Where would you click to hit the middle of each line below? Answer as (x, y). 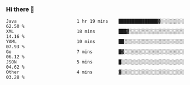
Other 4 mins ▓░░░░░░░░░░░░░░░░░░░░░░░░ (95, 72)
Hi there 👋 (20, 9)
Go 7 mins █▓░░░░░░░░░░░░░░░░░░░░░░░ (95, 52)
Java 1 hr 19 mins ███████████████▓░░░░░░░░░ (95, 22)
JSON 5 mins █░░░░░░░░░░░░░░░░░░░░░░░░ (95, 62)
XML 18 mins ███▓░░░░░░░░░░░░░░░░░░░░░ (95, 31)
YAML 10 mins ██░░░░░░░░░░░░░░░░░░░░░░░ (95, 42)
